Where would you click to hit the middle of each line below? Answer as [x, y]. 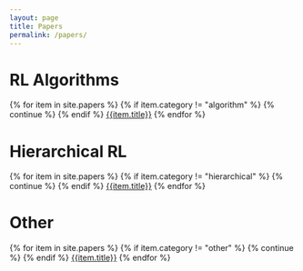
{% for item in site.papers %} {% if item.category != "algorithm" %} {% [142, 105]
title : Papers [36, 26]
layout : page [34, 18]
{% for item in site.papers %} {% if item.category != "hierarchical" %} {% [146, 176]
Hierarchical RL [68, 151]
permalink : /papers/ [49, 35]
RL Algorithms [65, 80]
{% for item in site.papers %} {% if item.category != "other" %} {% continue [151, 248]
